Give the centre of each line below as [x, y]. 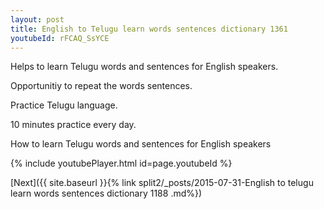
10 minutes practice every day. [73, 125]
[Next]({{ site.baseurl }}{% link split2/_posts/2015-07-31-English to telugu [162, 183]
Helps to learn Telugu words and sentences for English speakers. [144, 67]
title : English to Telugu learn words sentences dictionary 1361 [149, 29]
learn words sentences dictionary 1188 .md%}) [106, 193]
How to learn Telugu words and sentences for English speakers [141, 144]
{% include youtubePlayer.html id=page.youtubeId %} [121, 163]
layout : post [37, 19]
